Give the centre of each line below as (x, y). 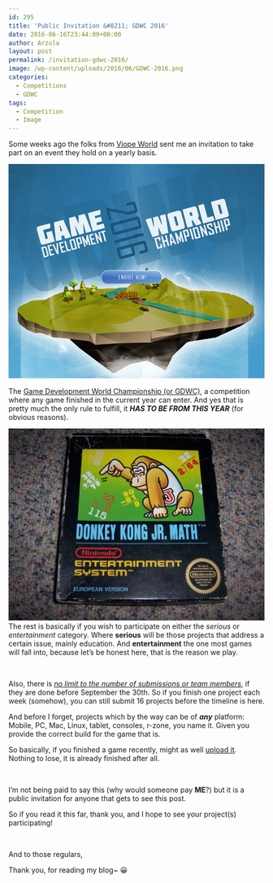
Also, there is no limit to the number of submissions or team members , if (129, 684)
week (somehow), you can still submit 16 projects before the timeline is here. (136, 701)
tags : (17, 103)
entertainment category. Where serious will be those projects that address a (136, 635)
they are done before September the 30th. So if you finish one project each (134, 693)
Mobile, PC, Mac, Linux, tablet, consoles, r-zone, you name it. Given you (129, 725)
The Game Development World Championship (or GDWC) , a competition (129, 391)
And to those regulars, (45, 855)
